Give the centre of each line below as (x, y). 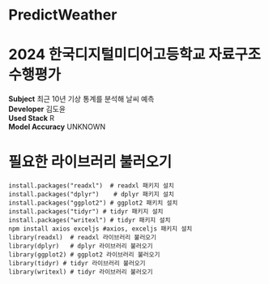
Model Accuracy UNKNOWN (57, 127)
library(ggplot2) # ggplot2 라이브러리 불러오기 (84, 255)
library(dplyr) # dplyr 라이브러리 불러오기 (81, 246)
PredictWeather (63, 15)
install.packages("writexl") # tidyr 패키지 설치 (90, 221)
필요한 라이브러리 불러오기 (90, 162)
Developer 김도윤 (37, 109)
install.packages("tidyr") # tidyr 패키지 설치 (86, 212)
